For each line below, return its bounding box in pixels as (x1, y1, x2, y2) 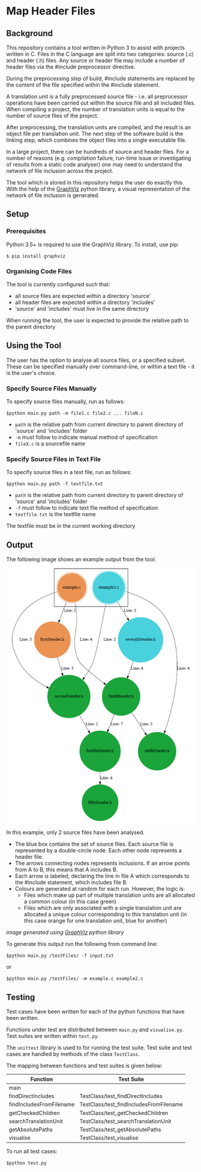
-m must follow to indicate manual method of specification (14, 434, 158, 441)
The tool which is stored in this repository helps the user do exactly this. (6, 179, 184, 186)
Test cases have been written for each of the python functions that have (6, 1008, 185, 1015)
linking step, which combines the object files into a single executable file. (6, 136, 187, 144)
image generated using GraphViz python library (6, 929, 124, 936)
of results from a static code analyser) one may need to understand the (6, 161, 183, 168)
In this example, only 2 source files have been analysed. (6, 829, 145, 836)
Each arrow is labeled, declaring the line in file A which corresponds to (14, 873, 190, 880)
